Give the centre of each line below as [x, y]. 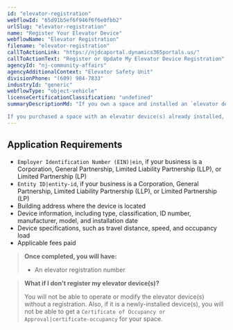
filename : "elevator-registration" [59, 46]
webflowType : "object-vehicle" [52, 91]
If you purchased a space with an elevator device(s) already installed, [116, 117]
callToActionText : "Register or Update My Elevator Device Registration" [116, 59]
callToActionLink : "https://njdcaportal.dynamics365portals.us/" [103, 53]
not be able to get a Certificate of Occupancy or [95, 311]
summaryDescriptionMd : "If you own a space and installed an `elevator [113, 104]
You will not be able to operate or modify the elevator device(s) [114, 297]
